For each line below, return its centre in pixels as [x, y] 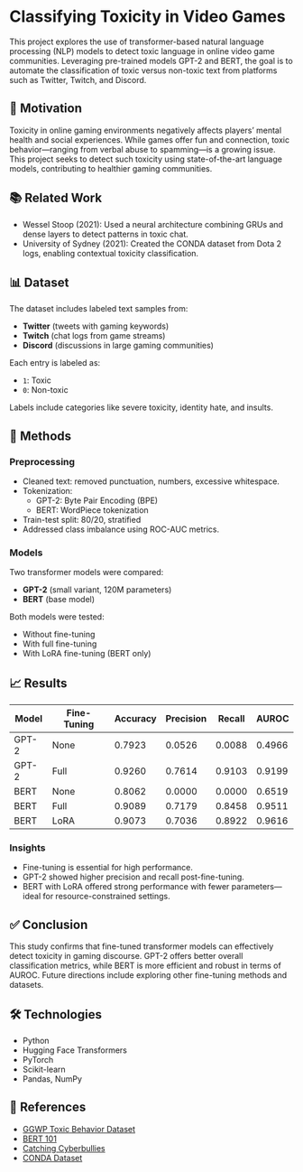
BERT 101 [39, 1139]
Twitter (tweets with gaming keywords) [96, 326]
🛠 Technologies [55, 1014]
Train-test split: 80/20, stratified [82, 520]
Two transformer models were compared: [87, 572]
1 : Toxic [37, 380]
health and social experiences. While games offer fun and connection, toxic [150, 140]
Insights [28, 848]
